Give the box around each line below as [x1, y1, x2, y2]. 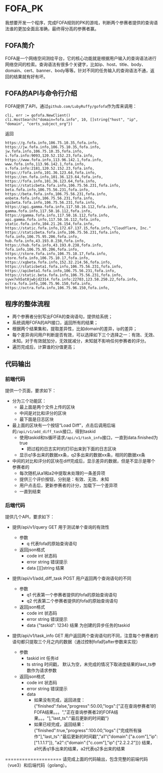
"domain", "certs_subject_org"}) [5, 121, 73, 126]
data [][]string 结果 [26, 565, 65, 571]
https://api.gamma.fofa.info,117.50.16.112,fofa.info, [5, 204, 119, 209]
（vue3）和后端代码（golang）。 [5, 762, 70, 768]
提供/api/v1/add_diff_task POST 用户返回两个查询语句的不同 [12, 575, 131, 581]
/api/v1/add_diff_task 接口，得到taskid [16, 429, 96, 435]
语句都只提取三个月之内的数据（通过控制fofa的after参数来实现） [12, 639, 141, 645]
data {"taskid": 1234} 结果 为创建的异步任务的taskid [26, 622, 130, 628]
